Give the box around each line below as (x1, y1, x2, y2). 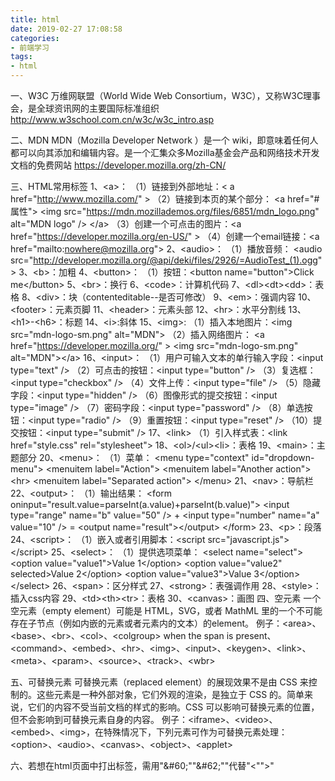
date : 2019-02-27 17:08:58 (10, 24, 123, 34)
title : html (10, 14, 60, 25)
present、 (235, 630, 277, 641)
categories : (10, 33, 60, 43)
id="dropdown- (251, 452, 315, 463)
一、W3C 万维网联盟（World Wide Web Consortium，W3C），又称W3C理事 (10, 90, 322, 101)
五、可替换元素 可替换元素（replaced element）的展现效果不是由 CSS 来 (10, 676, 309, 688)
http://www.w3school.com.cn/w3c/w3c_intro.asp (10, 114, 215, 125)
